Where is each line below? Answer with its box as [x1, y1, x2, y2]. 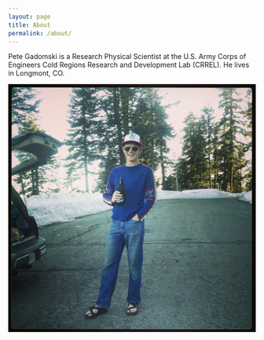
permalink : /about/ [8, 29, 72, 37]
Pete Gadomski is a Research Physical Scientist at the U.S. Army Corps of [8, 52, 247, 61]
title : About [8, 20, 51, 29]
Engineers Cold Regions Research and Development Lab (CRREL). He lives [8, 60, 250, 70]
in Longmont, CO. [8, 68, 65, 78]
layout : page [8, 13, 51, 20]
